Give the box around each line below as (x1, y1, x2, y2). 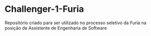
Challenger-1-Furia (4, 3, 84, 15)
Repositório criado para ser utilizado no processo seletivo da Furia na (4, 20, 147, 26)
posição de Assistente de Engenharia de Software (4, 25, 107, 31)
